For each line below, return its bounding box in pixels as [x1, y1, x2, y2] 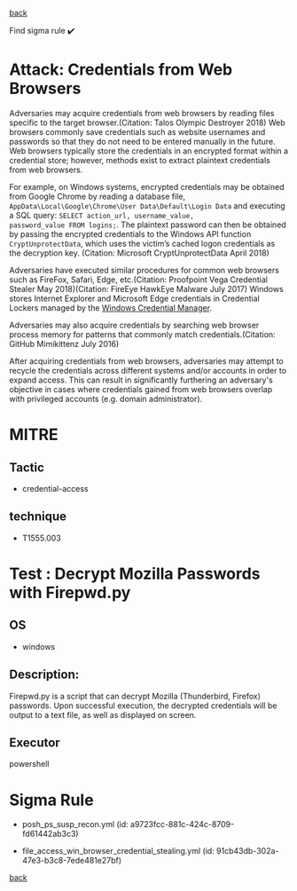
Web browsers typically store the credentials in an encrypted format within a [9, 146, 289, 156]
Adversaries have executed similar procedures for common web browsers [9, 264, 279, 275]
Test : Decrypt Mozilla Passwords [9, 564, 261, 584]
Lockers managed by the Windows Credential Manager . [9, 302, 213, 313]
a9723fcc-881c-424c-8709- [129, 819, 235, 830]
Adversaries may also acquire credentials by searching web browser [9, 319, 260, 330]
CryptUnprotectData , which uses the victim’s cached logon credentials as [9, 238, 276, 248]
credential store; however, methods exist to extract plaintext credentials [9, 154, 270, 165]
